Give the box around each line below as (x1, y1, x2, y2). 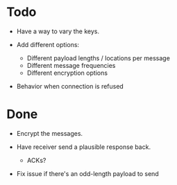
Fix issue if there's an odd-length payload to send (16, 169, 159, 177)
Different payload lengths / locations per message (26, 53, 171, 62)
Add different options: (16, 40, 80, 49)
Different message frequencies (26, 61, 116, 69)
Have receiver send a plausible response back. (16, 143, 151, 151)
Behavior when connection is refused (16, 82, 124, 90)
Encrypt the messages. (16, 129, 83, 137)
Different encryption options (26, 69, 108, 77)
